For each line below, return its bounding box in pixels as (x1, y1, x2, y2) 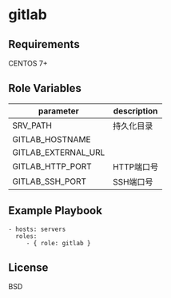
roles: (15, 232, 38, 240)
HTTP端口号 (113, 161, 158, 173)
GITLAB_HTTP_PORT (12, 161, 92, 172)
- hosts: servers (8, 225, 66, 233)
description (113, 105, 158, 117)
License (8, 261, 49, 275)
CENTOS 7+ (8, 58, 48, 68)
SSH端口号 (113, 176, 153, 187)
